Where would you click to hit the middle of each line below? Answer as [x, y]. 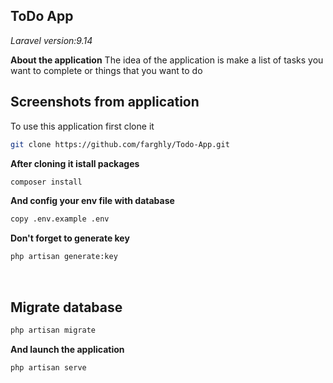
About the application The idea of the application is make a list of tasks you [167, 60]
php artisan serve [48, 367]
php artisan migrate [53, 330]
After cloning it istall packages [75, 163]
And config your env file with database [92, 201]
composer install [46, 182]
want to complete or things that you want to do [106, 70]
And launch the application [67, 349]
